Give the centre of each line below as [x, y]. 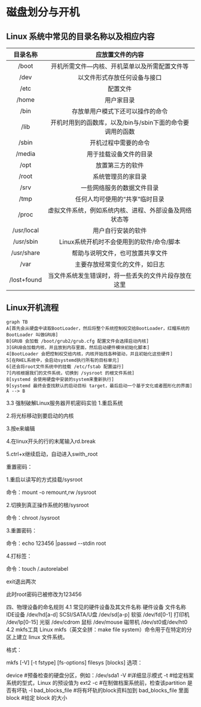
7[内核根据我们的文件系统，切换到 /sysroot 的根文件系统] [70, 373]
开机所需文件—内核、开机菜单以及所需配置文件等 [120, 66]
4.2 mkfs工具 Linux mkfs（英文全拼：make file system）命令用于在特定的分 [99, 629]
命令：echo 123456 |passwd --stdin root [56, 543]
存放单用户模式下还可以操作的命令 [120, 111]
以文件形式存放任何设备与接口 [120, 77]
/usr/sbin [25, 242]
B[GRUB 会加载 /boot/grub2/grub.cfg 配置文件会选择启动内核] [78, 341]
